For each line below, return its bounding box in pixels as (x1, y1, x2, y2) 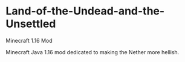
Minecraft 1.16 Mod (5, 37, 53, 44)
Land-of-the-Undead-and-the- (5, 4, 165, 18)
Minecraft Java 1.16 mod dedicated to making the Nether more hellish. (5, 48, 180, 55)
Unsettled (5, 17, 56, 31)
